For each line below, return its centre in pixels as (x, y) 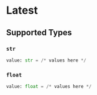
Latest (22, 10)
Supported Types (39, 33)
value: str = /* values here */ (46, 60)
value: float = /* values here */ (49, 87)
